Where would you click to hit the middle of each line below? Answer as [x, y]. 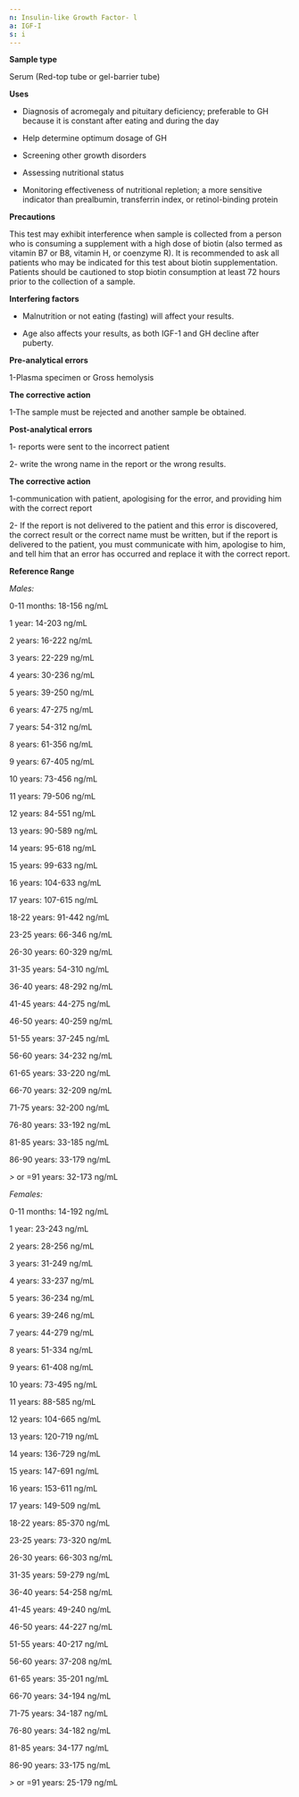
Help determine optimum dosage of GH [95, 138]
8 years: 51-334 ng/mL [51, 1350]
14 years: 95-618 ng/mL [53, 848]
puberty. [38, 343]
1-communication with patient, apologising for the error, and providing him [146, 499]
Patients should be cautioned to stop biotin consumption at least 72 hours [145, 272]
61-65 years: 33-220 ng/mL [60, 1074]
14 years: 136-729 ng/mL [55, 1454]
